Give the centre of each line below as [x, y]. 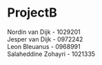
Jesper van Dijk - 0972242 [45, 39]
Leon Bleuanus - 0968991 [44, 46]
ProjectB [32, 13]
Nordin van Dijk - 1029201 [44, 32]
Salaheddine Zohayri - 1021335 [51, 54]
